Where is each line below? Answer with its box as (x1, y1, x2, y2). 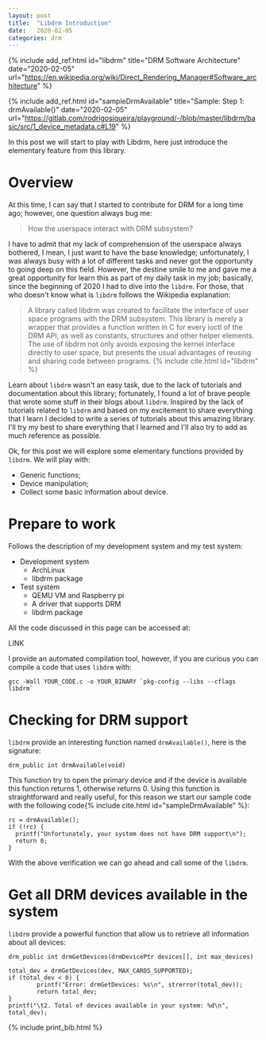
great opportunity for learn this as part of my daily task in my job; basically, (8, 273, 254, 283)
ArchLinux (31, 565, 66, 575)
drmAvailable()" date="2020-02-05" (8, 105, 128, 115)
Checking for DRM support (8, 711, 188, 729)
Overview (8, 174, 74, 192)
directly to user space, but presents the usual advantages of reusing (27, 348, 252, 358)
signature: (8, 746, 41, 756)
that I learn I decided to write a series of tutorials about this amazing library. (8, 414, 256, 424)
